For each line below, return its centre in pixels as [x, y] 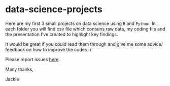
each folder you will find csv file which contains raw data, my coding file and [85, 28]
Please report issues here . [32, 59]
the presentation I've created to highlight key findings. [62, 34]
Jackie [12, 79]
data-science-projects [54, 9]
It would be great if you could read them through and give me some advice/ [84, 44]
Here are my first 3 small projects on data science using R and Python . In [80, 23]
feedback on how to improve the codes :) [48, 49]
